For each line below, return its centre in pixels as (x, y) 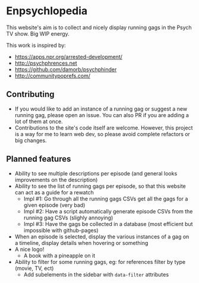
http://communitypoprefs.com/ (53, 76)
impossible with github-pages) (61, 230)
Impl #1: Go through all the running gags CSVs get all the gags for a (106, 199)
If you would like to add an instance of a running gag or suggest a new (101, 109)
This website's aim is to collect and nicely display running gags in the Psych (99, 27)
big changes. (31, 140)
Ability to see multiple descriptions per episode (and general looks (96, 173)
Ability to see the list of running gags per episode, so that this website (100, 186)
